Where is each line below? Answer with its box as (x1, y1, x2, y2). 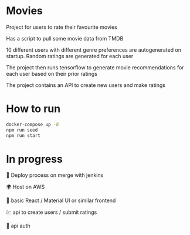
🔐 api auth (6, 222, 30, 230)
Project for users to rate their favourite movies (6, 23, 117, 31)
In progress (6, 152, 63, 166)
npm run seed (6, 127, 38, 133)
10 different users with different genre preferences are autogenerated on (6, 46, 182, 53)
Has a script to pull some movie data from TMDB (6, 35, 124, 42)
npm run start (6, 132, 41, 139)
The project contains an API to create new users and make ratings (6, 81, 166, 89)
